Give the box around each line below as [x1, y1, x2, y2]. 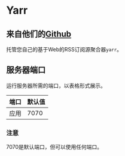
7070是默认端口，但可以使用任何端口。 [6, 143, 103, 151]
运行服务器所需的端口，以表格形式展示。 [6, 82, 106, 89]
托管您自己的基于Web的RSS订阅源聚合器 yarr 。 [6, 46, 123, 53]
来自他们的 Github [6, 29, 72, 39]
